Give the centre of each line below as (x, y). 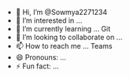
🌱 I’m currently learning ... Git (63, 29)
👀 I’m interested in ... (49, 20)
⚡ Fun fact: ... (37, 66)
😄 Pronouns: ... (41, 57)
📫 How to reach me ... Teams (64, 46)
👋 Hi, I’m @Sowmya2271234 (61, 12)
